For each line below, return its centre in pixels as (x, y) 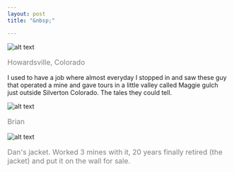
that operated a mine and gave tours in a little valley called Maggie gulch (113, 85)
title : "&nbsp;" (31, 21)
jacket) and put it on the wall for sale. (69, 161)
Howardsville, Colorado (46, 62)
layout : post (27, 14)
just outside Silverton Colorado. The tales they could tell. (90, 92)
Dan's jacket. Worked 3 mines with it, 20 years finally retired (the (115, 151)
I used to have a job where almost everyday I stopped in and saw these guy (117, 77)
